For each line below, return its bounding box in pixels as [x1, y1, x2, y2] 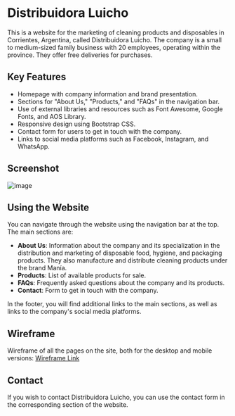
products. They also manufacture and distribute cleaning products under [17, 256, 228, 265]
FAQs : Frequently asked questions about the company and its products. [17, 279, 225, 287]
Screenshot [7, 163, 60, 175]
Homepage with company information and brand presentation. [17, 89, 198, 98]
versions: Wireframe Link [7, 354, 80, 363]
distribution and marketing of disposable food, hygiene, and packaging [17, 248, 222, 258]
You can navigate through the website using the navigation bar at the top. [7, 220, 220, 229]
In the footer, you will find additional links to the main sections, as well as [7, 300, 217, 308]
